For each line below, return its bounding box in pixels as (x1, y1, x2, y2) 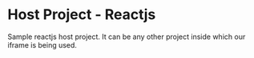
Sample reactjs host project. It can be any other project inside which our (7, 32, 246, 41)
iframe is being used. (7, 40, 78, 49)
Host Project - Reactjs (7, 6, 156, 24)
